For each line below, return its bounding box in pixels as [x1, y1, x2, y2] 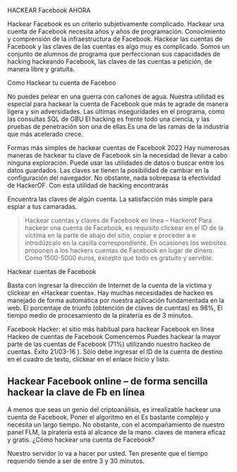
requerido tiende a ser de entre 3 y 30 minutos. [7, 456, 145, 465]
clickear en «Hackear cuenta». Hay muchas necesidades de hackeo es [7, 289, 214, 297]
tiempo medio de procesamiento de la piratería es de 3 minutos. [7, 311, 193, 319]
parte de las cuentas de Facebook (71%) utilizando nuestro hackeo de [7, 340, 211, 348]
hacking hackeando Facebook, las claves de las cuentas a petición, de [7, 57, 212, 66]
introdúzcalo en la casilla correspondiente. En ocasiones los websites [24, 238, 227, 247]
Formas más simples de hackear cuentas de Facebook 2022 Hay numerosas [7, 144, 230, 151]
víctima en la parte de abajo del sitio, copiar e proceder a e [24, 231, 196, 239]
